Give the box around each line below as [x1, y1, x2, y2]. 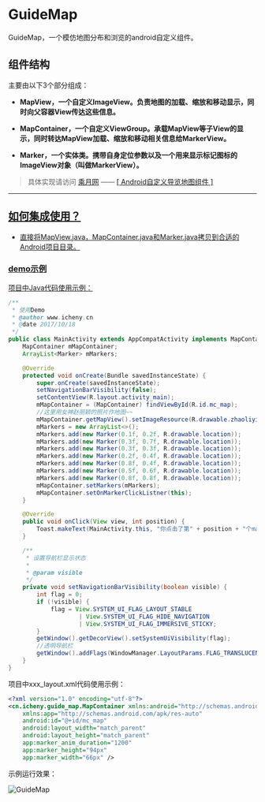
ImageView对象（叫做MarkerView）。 [19, 160, 144, 170]
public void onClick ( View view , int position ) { [22, 518, 185, 526]
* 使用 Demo [11, 306, 45, 314]
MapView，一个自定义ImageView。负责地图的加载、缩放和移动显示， [19, 97, 248, 106]
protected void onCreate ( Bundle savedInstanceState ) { [22, 371, 207, 379]
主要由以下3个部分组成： [8, 80, 89, 90]
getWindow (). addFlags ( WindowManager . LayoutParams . [36, 649, 207, 658]
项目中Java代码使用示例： [8, 282, 93, 293]
